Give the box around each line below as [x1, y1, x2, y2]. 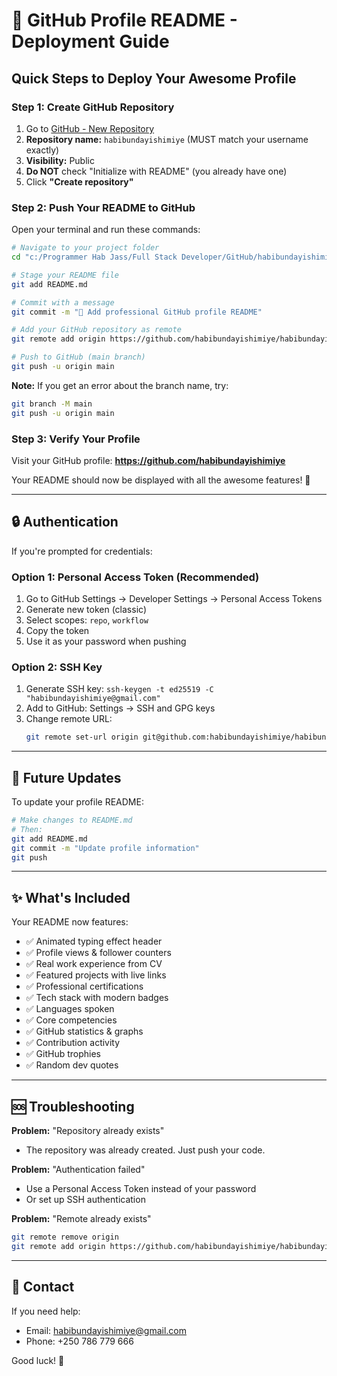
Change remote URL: [25, 713, 113, 725]
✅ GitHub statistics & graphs [25, 1025, 144, 1038]
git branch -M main [11, 399, 93, 409]
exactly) [25, 144, 60, 156]
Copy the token [25, 625, 90, 637]
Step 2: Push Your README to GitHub [11, 200, 196, 214]
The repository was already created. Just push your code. [25, 1144, 266, 1156]
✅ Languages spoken [25, 1003, 115, 1015]
